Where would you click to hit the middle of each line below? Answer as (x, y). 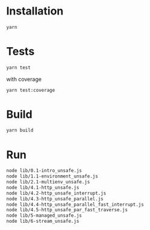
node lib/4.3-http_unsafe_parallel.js (55, 199)
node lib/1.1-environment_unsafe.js (52, 176)
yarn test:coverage (31, 90)
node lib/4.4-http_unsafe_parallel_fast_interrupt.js (75, 204)
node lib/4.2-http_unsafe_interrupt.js (56, 193)
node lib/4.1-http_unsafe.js (43, 187)
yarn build (20, 130)
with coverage (24, 79)
